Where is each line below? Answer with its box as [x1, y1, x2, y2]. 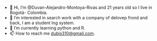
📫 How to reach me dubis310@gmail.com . [9, 30, 95, 36]
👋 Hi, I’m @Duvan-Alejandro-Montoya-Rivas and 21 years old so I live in [9, 5, 153, 10]
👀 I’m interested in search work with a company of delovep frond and [9, 15, 148, 20]
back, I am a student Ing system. [9, 20, 75, 26]
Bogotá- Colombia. [9, 10, 47, 15]
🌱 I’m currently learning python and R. [9, 25, 86, 31]
